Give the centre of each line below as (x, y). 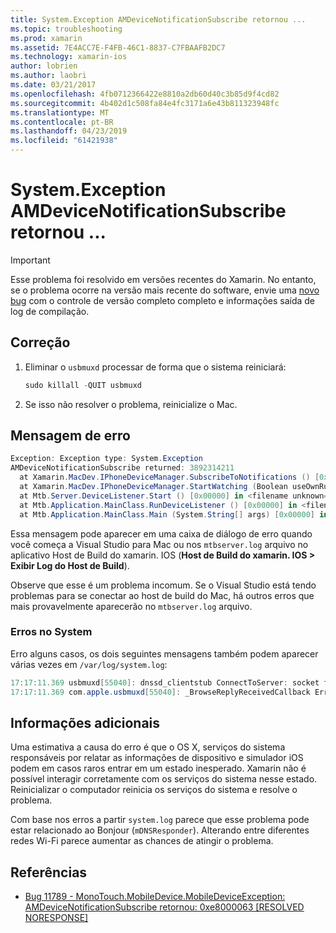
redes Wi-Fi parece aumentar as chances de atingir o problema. (142, 841)
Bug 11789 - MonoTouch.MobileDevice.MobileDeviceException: (155, 897)
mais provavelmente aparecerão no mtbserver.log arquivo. (131, 606)
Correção (40, 342)
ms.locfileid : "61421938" (64, 141)
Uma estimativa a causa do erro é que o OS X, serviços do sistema (148, 747)
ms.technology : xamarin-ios (69, 57)
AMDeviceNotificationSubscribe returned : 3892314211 (122, 468)
